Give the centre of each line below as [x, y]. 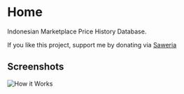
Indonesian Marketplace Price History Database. [77, 31]
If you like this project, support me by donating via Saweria [92, 45]
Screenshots [36, 67]
